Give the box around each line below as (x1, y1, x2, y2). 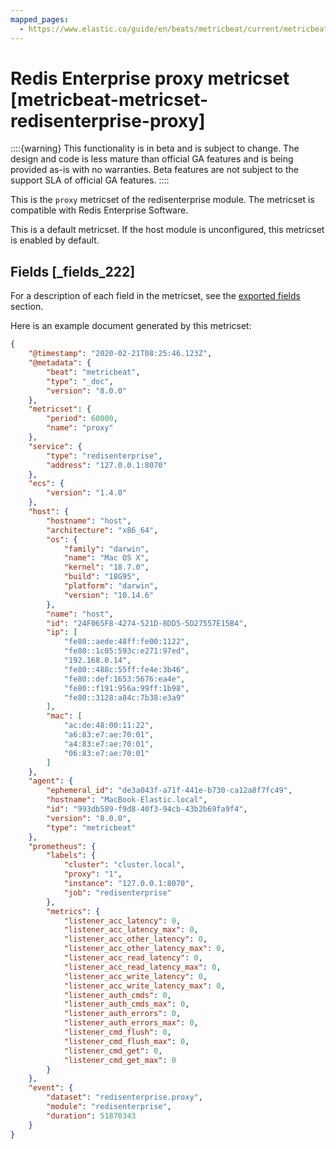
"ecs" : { (28, 479, 65, 489)
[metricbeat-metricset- (10, 88, 209, 111)
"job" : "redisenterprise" (63, 887, 172, 898)
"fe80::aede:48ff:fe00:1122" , (63, 637, 190, 647)
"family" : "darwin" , (63, 544, 150, 554)
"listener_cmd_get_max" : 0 (63, 1055, 177, 1065)
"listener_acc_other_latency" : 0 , (63, 934, 208, 945)
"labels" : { (46, 851, 97, 861)
